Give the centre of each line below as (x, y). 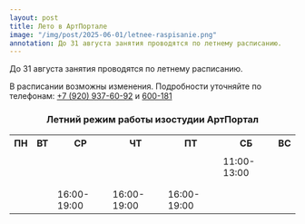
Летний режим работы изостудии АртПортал (152, 120)
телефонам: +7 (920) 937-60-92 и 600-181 (91, 96)
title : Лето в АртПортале (58, 26)
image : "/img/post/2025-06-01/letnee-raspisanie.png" (113, 34)
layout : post (34, 18)
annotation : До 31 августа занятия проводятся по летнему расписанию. (146, 43)
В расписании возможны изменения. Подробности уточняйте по (135, 86)
